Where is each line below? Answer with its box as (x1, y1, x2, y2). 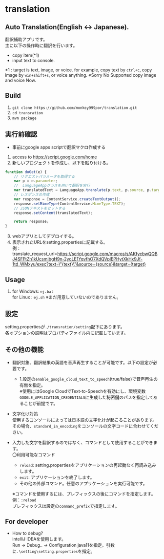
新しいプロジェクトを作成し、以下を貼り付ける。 (12, 160, 111, 166)
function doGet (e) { (5, 170, 47, 174)
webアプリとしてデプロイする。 (12, 233, 77, 239)
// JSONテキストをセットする (14, 206, 66, 211)
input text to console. (12, 58, 55, 63)
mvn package (12, 116, 37, 121)
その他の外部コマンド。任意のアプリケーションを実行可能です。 (19, 480, 147, 486)
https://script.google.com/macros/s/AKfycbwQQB (57, 251, 158, 257)
